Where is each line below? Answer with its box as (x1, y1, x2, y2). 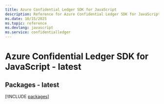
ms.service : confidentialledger (5, 30, 71, 35)
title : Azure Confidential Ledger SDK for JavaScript (5, 7, 117, 12)
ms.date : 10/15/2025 (5, 16, 47, 21)
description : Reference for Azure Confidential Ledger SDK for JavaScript (5, 12, 161, 17)
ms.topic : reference (5, 21, 47, 26)
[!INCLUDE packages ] (5, 94, 49, 99)
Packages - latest (5, 81, 60, 89)
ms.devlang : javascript (5, 25, 54, 30)
